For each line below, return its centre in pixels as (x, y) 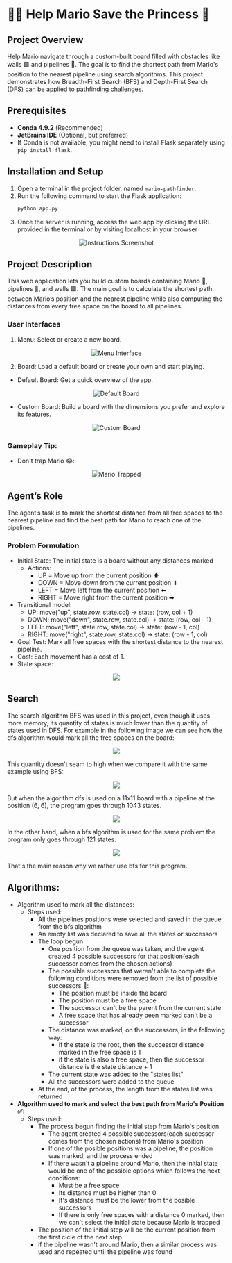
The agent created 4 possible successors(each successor (131, 1133)
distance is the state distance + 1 (105, 1066)
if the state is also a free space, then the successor (132, 1059)
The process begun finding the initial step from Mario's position (128, 1126)
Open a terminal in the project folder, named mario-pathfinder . (107, 188)
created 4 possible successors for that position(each (124, 956)
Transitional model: (44, 605)
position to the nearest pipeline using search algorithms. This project (105, 74)
